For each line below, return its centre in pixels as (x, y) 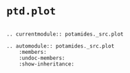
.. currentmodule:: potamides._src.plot (65, 34)
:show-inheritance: (47, 64)
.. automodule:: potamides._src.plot (61, 46)
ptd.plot (31, 11)
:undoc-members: (42, 58)
